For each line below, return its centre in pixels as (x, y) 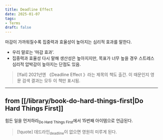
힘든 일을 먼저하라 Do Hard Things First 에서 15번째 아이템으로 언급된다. (69, 121)
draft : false (18, 28)
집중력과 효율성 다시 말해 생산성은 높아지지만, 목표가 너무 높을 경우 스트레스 (83, 58)
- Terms (13, 23)
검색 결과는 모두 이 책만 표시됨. (51, 81)
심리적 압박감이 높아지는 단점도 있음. (46, 64)
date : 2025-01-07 (23, 14)
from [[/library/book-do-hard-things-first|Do (74, 101)
